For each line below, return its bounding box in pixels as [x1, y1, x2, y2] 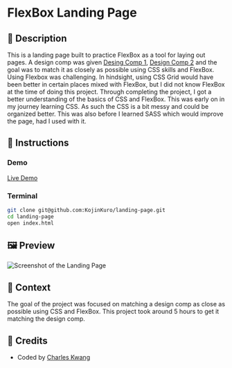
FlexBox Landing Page [7, 5, 137, 21]
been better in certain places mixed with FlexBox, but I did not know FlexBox [7, 80, 225, 88]
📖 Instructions [7, 137, 69, 149]
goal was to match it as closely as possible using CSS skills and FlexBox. [7, 66, 215, 73]
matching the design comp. [7, 315, 85, 323]
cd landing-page [7, 213, 54, 220]
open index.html [7, 220, 54, 227]
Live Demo [7, 173, 38, 182]
